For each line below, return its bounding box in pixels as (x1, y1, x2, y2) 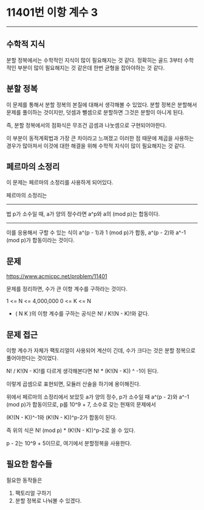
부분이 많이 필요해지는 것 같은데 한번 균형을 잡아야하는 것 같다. (17, 64, 165, 71)
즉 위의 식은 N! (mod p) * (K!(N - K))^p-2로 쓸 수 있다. (6, 427, 135, 434)
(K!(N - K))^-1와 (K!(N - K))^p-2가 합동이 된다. (6, 414, 117, 421)
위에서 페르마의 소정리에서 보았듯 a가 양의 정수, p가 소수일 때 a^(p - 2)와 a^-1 (6, 393, 189, 400)
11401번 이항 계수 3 (6, 5, 98, 19)
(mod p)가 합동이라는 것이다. (6, 237, 75, 244)
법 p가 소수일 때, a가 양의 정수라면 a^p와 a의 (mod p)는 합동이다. (6, 211, 160, 218)
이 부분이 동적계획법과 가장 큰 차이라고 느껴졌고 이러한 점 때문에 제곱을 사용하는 (6, 134, 194, 142)
